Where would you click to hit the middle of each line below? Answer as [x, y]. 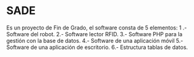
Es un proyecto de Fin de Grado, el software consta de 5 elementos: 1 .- [97, 28]
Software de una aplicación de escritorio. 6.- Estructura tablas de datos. [97, 47]
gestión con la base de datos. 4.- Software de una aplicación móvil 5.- [95, 40]
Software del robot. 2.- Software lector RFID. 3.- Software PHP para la [94, 34]
